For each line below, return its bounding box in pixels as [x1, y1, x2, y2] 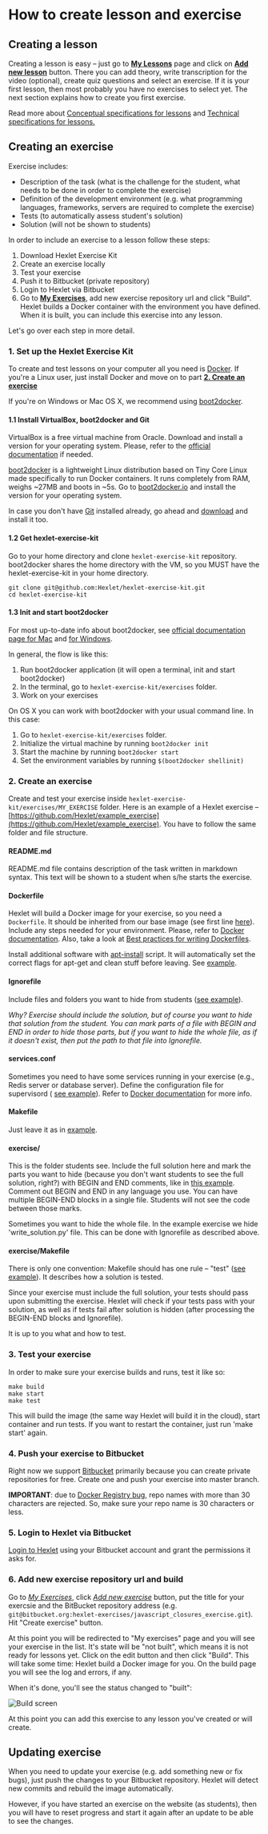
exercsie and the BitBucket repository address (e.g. [8, 1601, 178, 1610]
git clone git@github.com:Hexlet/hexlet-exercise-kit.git [8, 584, 206, 592]
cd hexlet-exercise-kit [8, 591, 88, 599]
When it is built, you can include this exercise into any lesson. [19, 310, 222, 320]
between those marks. [8, 1204, 82, 1214]
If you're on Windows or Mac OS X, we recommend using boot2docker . [8, 397, 243, 406]
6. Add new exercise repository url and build [8, 1573, 184, 1585]
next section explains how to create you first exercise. [8, 93, 186, 102]
